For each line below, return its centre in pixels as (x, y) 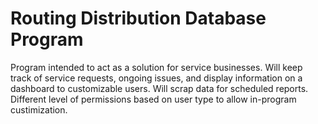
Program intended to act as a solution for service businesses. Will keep (156, 67)
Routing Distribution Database (138, 18)
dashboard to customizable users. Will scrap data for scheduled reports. (159, 88)
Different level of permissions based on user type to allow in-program (153, 99)
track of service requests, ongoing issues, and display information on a (156, 78)
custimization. (39, 109)
